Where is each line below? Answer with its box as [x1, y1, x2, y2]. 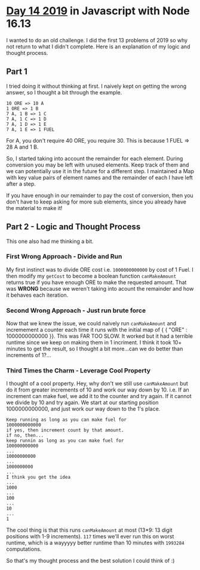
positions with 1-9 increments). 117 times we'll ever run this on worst [6, 533, 174, 540]
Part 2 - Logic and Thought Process [6, 222, 141, 232]
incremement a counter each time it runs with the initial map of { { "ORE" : [6, 326, 187, 334]
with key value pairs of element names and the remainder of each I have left [6, 174, 193, 181]
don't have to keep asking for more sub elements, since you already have [6, 198, 187, 205]
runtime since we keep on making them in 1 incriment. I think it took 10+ [6, 339, 182, 346]
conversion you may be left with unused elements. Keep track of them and [6, 161, 189, 168]
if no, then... [6, 433, 44, 439]
